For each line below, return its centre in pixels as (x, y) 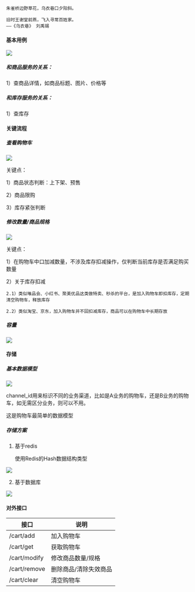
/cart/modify (27, 558)
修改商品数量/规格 (76, 558)
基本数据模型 (22, 368)
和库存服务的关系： (29, 97)
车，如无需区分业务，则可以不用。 (47, 403)
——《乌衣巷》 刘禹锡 (28, 26)
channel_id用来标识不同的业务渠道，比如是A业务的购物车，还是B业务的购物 (97, 396)
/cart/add (22, 536)
